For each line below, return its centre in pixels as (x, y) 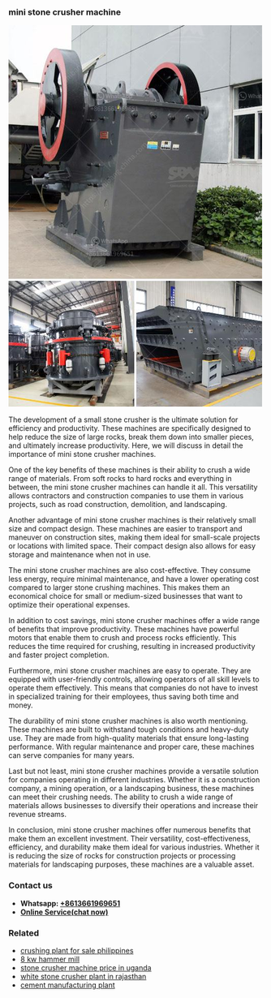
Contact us (30, 885)
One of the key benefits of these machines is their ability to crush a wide (129, 470)
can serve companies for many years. (72, 755)
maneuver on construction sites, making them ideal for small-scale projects (134, 537)
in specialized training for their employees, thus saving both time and (124, 697)
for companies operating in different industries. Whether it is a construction (134, 780)
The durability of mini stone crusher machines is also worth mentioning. (128, 721)
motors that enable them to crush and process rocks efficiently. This (123, 638)
